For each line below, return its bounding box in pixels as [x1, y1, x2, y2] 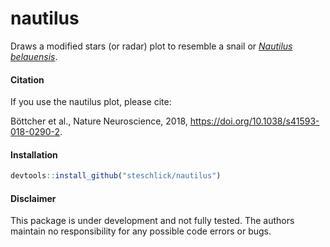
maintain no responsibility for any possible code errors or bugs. [10, 225, 272, 237]
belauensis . [10, 50, 58, 62]
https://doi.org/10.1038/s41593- [189, 115, 320, 127]
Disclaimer [10, 192, 57, 204]
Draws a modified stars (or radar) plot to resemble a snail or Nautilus [10, 40, 293, 52]
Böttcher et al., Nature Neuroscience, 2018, [10, 115, 188, 127]
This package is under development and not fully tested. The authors [10, 215, 295, 227]
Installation [10, 148, 58, 161]
